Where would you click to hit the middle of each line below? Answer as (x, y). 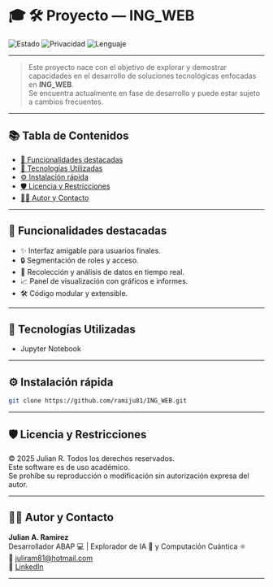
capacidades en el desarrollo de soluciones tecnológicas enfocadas (142, 76)
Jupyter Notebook (50, 349)
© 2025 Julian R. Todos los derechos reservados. (91, 458)
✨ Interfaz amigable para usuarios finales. (90, 250)
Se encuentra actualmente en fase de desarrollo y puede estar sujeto (144, 93)
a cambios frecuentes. (66, 102)
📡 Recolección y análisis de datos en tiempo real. (102, 272)
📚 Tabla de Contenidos (69, 136)
